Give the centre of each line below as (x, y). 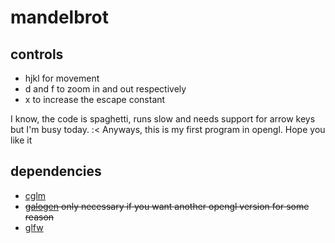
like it (21, 140)
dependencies (56, 171)
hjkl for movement (62, 78)
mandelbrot (59, 17)
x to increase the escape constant (95, 99)
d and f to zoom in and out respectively (105, 89)
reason (39, 217)
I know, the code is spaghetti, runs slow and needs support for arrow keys (163, 119)
